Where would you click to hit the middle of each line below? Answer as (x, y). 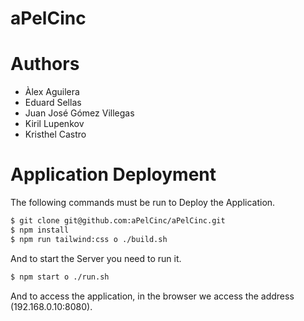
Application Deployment (113, 174)
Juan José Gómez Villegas (79, 113)
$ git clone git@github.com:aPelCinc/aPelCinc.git (118, 221)
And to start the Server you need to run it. (96, 258)
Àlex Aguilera (52, 92)
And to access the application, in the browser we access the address (152, 296)
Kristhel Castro (55, 134)
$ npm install (40, 230)
